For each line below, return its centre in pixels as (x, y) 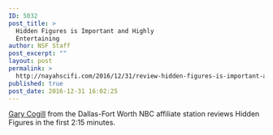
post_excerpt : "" (38, 53)
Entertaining (38, 38)
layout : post (30, 61)
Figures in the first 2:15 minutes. (62, 123)
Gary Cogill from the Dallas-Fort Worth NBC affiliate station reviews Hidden (134, 114)
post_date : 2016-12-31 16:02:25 (63, 91)
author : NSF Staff (39, 46)
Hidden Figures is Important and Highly (85, 31)
